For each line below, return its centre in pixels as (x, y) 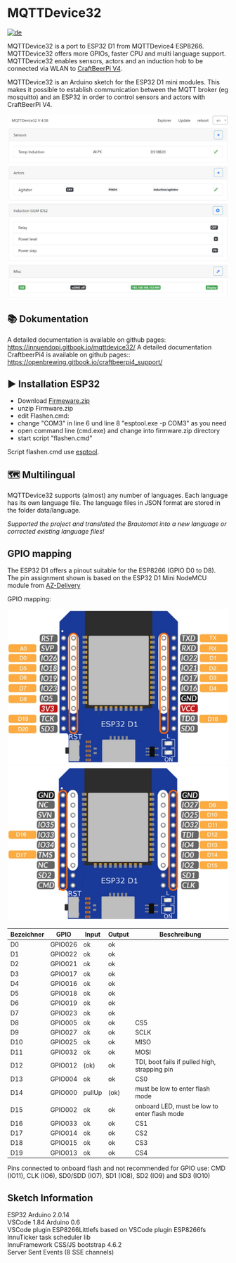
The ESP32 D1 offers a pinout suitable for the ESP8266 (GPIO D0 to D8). (112, 570)
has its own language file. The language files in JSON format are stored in (114, 503)
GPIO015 (64, 1143)
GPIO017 (64, 974)
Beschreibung (180, 934)
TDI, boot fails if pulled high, (175, 1062)
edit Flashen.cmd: (43, 416)
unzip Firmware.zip (45, 409)
